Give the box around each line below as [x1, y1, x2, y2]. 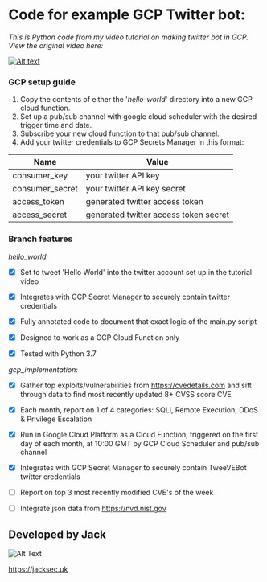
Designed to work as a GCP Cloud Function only [19, 332, 180, 342]
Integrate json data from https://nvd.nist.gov [19, 504, 166, 514]
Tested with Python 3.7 [19, 348, 97, 359]
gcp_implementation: [8, 364, 79, 375]
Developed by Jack [8, 527, 107, 541]
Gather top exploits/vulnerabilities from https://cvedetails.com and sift [19, 380, 252, 390]
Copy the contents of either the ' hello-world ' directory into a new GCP [19, 95, 253, 105]
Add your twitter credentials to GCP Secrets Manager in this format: [19, 137, 244, 147]
